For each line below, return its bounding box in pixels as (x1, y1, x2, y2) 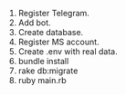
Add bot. (17, 17, 52, 28)
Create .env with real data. (17, 46, 118, 57)
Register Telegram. (17, 8, 89, 18)
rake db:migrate (17, 65, 79, 76)
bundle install (17, 56, 69, 66)
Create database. (17, 27, 84, 37)
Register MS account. (17, 36, 100, 47)
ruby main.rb (17, 75, 67, 85)
